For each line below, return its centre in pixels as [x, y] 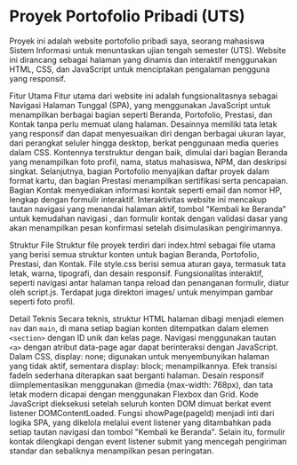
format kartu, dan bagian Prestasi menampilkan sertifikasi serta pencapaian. [149, 180]
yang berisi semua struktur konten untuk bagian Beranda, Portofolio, [134, 254]
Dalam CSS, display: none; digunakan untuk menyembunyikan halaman [139, 356]
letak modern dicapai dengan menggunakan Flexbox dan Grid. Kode [134, 394]
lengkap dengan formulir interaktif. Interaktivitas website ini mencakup [138, 199]
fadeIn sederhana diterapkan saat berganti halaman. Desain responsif [137, 375]
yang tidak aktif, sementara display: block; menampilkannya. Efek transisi [143, 366]
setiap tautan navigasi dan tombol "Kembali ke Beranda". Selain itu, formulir [148, 431]
